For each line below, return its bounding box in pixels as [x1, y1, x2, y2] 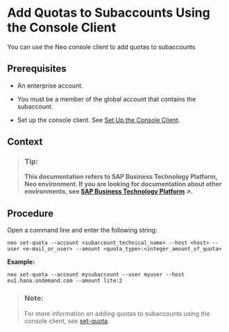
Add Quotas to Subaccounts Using [7, 5, 210, 21]
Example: [7, 258, 35, 266]
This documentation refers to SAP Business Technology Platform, [24, 173, 218, 181]
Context [7, 136, 43, 148]
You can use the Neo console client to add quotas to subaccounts [7, 42, 196, 51]
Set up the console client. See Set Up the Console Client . [17, 116, 180, 124]
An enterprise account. [17, 81, 83, 90]
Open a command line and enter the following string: [7, 226, 158, 235]
